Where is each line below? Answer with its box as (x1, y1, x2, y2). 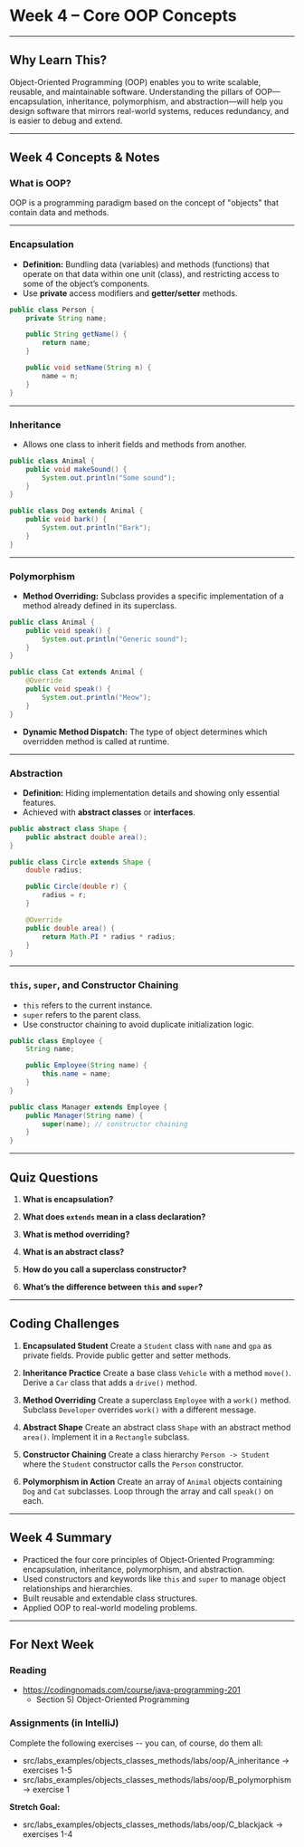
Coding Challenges (9, 1316, 119, 1332)
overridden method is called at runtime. (22, 735, 170, 747)
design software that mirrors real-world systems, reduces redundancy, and (9, 105, 290, 116)
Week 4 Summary (9, 1530, 112, 1546)
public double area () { (25, 923, 116, 933)
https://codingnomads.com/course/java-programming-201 (22, 1685, 242, 1696)
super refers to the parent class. (22, 1009, 142, 1019)
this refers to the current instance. (22, 1000, 153, 1010)
